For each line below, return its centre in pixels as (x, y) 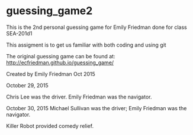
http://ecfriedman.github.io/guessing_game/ (60, 62)
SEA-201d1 (19, 33)
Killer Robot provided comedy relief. (50, 126)
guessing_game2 (49, 11)
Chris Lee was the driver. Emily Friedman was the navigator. (79, 97)
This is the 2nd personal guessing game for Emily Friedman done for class (97, 27)
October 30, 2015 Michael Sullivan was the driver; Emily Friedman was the (96, 108)
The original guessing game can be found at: (61, 56)
